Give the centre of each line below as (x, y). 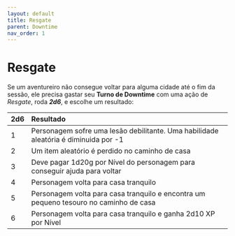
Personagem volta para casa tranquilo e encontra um (118, 194)
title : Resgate (29, 20)
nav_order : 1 (26, 33)
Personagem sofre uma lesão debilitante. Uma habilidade (125, 131)
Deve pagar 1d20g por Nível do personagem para (113, 163)
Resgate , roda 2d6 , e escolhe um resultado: (71, 102)
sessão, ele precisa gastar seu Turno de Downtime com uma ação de (108, 94)
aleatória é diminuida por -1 (77, 140)
